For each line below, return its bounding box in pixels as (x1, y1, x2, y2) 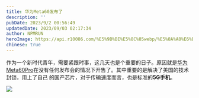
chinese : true (6, 42, 41, 48)
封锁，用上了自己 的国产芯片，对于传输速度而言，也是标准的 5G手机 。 (6, 74, 176, 81)
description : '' (6, 14, 46, 20)
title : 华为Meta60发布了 (6, 8, 63, 15)
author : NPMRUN (6, 31, 44, 37)
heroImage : (6, 36, 33, 42)
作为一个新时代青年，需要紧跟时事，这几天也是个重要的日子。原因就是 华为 (6, 59, 188, 66)
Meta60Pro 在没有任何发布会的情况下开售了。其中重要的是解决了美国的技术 (6, 66, 190, 73)
